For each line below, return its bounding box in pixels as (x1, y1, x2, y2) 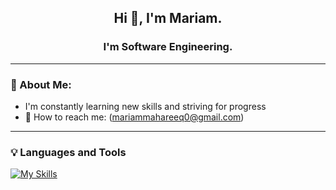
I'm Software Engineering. (103, 40, 233, 54)
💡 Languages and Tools (10, 145, 127, 159)
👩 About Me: (10, 77, 72, 91)
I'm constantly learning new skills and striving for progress (24, 100, 267, 112)
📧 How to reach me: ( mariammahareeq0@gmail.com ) (24, 111, 245, 123)
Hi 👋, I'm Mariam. (113, 10, 223, 27)
